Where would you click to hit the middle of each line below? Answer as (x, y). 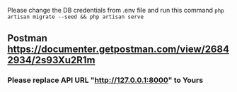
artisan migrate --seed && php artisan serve (75, 17)
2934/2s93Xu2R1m (51, 60)
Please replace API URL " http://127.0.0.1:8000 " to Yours (105, 80)
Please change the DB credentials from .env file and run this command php (116, 10)
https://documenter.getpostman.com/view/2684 (118, 50)
